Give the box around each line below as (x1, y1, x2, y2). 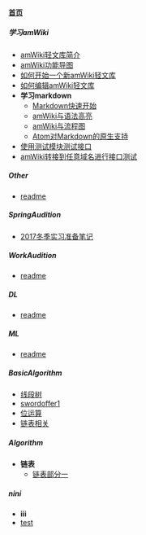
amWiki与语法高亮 (32, 111, 93, 121)
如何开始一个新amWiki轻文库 (19, 70, 116, 80)
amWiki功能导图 (19, 59, 74, 69)
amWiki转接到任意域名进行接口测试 (19, 151, 138, 161)
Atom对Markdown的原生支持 (32, 131, 128, 141)
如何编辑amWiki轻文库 (19, 80, 95, 90)
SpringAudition (8, 210, 62, 220)
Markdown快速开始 (32, 100, 97, 110)
